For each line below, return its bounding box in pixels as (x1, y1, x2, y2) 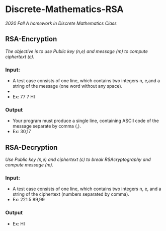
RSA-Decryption (5, 143, 58, 152)
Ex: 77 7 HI (12, 94, 35, 100)
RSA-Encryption (5, 35, 57, 43)
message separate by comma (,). (12, 123, 81, 129)
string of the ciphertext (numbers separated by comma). (12, 191, 130, 197)
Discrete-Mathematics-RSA (5, 4, 124, 15)
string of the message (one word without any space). (12, 83, 123, 89)
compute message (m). (5, 162, 54, 168)
